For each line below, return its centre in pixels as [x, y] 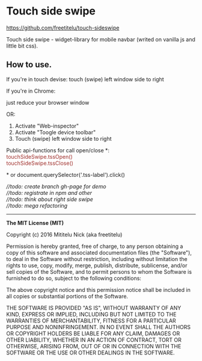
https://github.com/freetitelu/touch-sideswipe [63, 28]
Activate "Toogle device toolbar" [55, 132]
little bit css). [22, 46]
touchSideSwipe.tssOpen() [40, 156]
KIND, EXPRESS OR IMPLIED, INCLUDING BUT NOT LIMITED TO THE [91, 314]
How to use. [29, 65]
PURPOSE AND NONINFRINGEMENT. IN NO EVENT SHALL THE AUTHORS [99, 327]
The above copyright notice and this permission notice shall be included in [98, 289]
